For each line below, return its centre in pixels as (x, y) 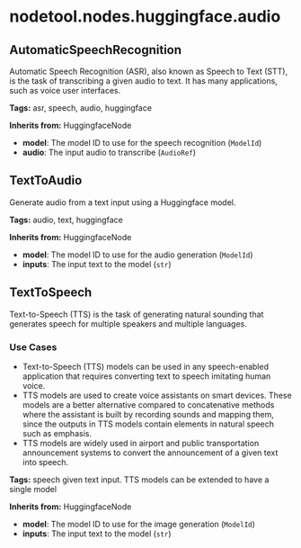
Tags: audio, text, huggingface (66, 220)
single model (33, 489)
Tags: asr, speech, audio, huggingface (81, 108)
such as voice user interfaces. (65, 90)
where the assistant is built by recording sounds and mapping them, (148, 414)
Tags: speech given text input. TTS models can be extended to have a (139, 480)
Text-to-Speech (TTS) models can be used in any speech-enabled (146, 366)
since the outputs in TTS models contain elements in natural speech (148, 424)
